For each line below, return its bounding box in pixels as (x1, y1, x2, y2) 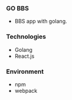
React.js (14, 52, 35, 60)
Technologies (6, 33, 46, 41)
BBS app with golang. (14, 18, 67, 25)
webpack (14, 87, 37, 94)
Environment (6, 67, 44, 76)
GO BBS (6, 4, 30, 12)
